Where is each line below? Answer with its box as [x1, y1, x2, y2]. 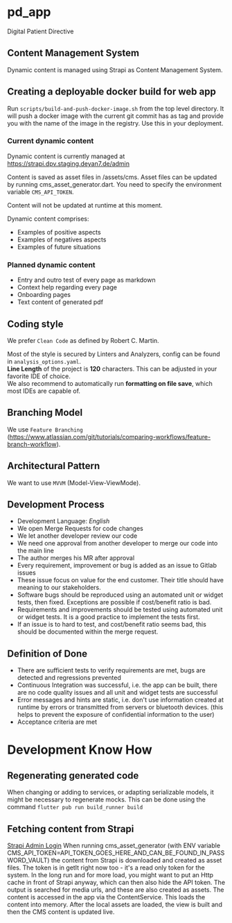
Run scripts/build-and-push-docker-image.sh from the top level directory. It [7, 104, 224, 112]
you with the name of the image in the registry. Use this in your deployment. [7, 119, 224, 127]
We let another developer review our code [17, 532, 138, 540]
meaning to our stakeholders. [17, 584, 102, 592]
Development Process [7, 498, 105, 510]
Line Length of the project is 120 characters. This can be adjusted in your [7, 364, 217, 373]
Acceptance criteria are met [17, 718, 98, 726]
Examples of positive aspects [17, 228, 102, 236]
